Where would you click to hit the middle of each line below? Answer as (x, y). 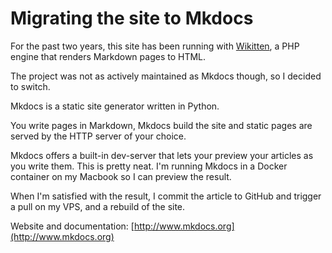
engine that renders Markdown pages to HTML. (108, 56)
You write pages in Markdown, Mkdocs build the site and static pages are (161, 125)
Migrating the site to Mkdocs (132, 18)
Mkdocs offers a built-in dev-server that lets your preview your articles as (162, 155)
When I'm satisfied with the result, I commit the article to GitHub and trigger (166, 196)
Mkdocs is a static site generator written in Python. (115, 106)
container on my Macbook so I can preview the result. (121, 176)
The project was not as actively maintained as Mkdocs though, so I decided (166, 76)
